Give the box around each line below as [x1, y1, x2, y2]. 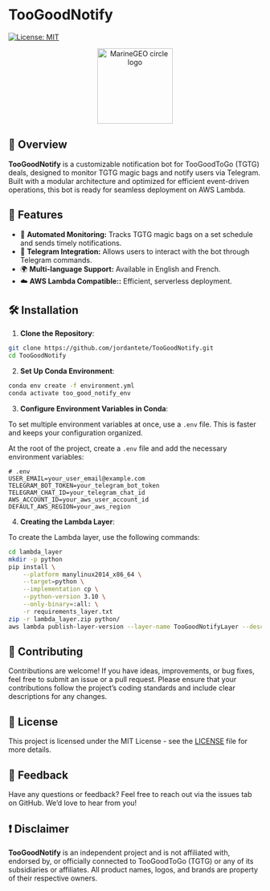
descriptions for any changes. [8, 692, 108, 701]
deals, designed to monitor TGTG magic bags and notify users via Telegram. [8, 167, 261, 178]
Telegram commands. [19, 255, 92, 264]
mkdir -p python [8, 555, 63, 563]
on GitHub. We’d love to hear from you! [8, 798, 137, 807]
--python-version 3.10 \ [22, 593, 106, 601]
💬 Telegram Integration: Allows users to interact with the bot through [19, 247, 250, 256]
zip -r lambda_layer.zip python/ [8, 615, 121, 623]
